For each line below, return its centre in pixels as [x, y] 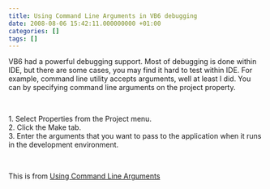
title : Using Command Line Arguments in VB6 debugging [103, 16]
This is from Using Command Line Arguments [84, 176]
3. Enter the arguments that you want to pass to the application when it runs [135, 136]
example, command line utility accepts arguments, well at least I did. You [130, 79]
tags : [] [23, 39]
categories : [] [34, 31]
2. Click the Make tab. [45, 127]
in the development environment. [64, 145]
